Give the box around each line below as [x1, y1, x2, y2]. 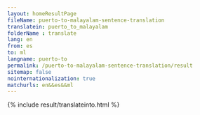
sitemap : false [7, 68, 52, 75]
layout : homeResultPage [7, 10, 77, 17]
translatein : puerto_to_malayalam [7, 23, 109, 30]
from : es [7, 43, 33, 49]
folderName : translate [7, 29, 77, 37]
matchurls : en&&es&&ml [7, 82, 74, 89]
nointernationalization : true [7, 75, 96, 82]
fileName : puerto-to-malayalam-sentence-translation [7, 17, 165, 24]
